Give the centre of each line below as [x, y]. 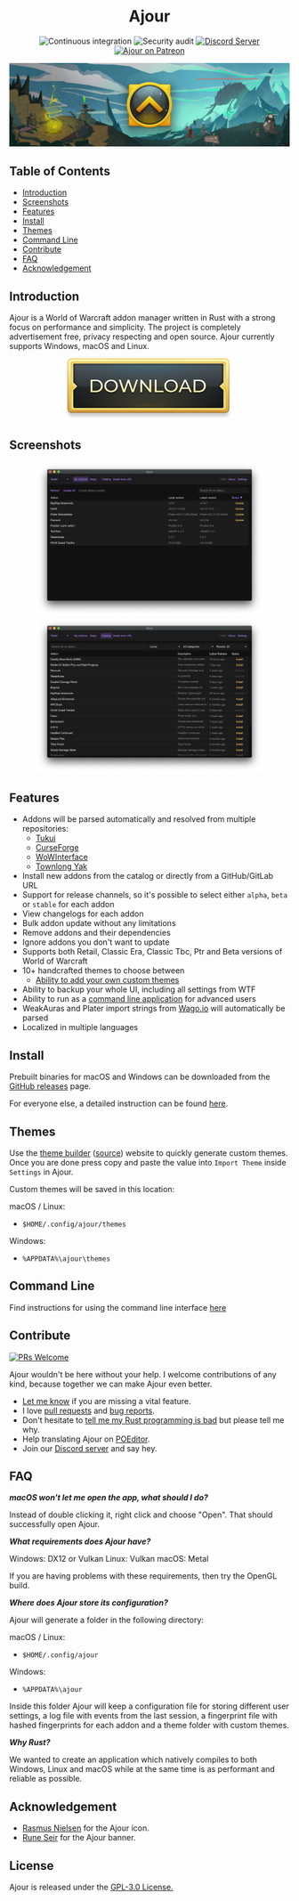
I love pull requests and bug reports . [89, 1410]
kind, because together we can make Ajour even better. [111, 1384]
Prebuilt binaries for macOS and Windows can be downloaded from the [140, 1077]
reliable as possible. [46, 1779]
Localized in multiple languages [80, 1028]
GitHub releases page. [50, 1086]
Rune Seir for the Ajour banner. [79, 1838]
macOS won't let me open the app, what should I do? [109, 1498]
